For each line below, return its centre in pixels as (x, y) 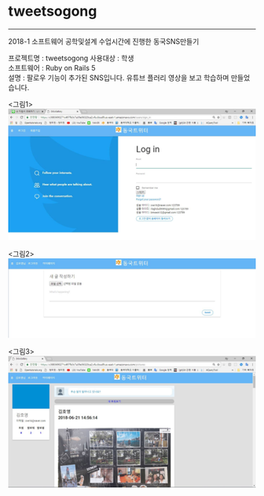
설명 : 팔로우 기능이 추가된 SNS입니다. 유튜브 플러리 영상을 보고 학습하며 (119, 78)
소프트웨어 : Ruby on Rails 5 (52, 67)
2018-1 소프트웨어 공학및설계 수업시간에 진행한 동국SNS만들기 (104, 41)
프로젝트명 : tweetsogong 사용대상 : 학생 (71, 58)
